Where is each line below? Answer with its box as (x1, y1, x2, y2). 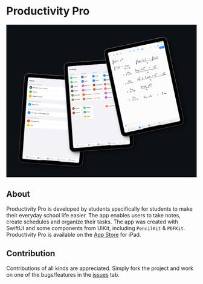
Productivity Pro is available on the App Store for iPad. (6, 231, 141, 238)
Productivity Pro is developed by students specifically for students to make (6, 205, 193, 213)
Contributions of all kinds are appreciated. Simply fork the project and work (6, 265, 194, 272)
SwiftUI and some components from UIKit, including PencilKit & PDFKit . (6, 224, 185, 231)
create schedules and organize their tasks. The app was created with (6, 218, 178, 225)
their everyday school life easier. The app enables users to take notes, (6, 211, 181, 219)
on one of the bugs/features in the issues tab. (6, 271, 120, 278)
